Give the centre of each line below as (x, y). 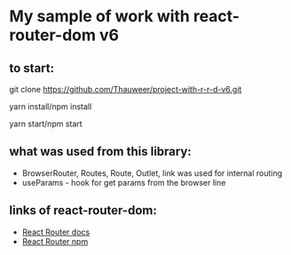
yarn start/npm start (46, 124)
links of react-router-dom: (83, 211)
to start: (32, 68)
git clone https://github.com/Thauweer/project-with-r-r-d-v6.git (126, 89)
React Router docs (56, 232)
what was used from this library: (101, 151)
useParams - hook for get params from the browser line (124, 182)
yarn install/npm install (51, 107)
